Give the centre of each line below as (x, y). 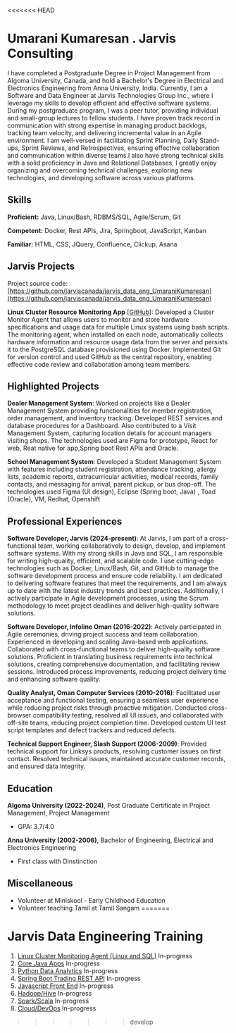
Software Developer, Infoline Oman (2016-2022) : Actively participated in (114, 627)
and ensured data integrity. (46, 766)
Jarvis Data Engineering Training (105, 937)
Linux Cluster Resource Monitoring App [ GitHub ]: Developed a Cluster (111, 312)
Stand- (210, 140)
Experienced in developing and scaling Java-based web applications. (108, 642)
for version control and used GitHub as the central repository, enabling (110, 357)
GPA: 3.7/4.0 (36, 826)
